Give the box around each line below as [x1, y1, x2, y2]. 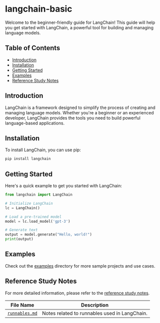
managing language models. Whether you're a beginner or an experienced [5, 109, 154, 115]
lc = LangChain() [5, 205, 40, 210]
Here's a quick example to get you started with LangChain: [5, 183, 122, 189]
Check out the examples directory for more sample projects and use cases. [5, 263, 156, 269]
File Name [10, 302, 34, 308]
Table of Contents [5, 44, 61, 52]
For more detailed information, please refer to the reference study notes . [5, 290, 150, 296]
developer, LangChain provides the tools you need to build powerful [5, 115, 141, 121]
